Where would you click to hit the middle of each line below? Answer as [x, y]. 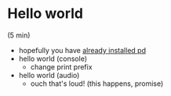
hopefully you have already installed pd [82, 50]
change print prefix [61, 66]
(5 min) [19, 35]
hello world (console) [53, 59]
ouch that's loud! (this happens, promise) [97, 84]
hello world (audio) [49, 75]
